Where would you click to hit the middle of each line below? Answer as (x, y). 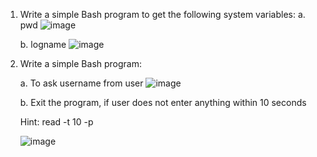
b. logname (43, 44)
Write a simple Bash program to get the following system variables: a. (162, 14)
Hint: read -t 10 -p (56, 122)
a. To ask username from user (81, 83)
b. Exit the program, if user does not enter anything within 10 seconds (163, 102)
